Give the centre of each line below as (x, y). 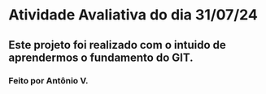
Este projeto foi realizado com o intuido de (117, 45)
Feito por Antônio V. (48, 80)
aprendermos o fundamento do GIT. (101, 57)
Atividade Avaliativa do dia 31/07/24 (133, 15)
